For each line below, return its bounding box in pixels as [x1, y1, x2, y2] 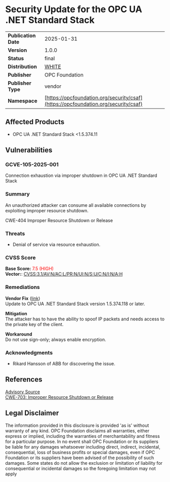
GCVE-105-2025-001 [5, 161, 59, 168]
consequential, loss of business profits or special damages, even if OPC [5, 449, 155, 455]
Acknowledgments [5, 349, 53, 356]
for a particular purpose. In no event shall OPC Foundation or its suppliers [5, 438, 158, 444]
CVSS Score [5, 254, 36, 261]
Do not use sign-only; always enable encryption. [5, 336, 106, 343]
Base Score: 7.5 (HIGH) [5, 266, 54, 272]
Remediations [5, 284, 40, 291]
